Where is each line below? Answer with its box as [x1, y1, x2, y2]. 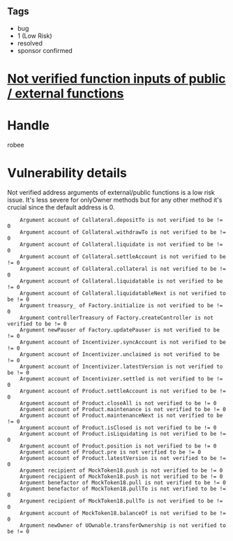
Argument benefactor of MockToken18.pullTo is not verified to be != [20, 485, 227, 492]
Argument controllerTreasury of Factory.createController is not [20, 314, 214, 321]
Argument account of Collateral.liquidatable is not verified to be [20, 277, 223, 285]
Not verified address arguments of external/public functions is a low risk [7, 188, 215, 196]
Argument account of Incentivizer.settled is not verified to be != [20, 375, 223, 383]
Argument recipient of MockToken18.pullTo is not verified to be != [20, 497, 223, 505]
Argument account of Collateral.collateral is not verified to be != [20, 265, 227, 272]
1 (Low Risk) [17, 31, 52, 40]
